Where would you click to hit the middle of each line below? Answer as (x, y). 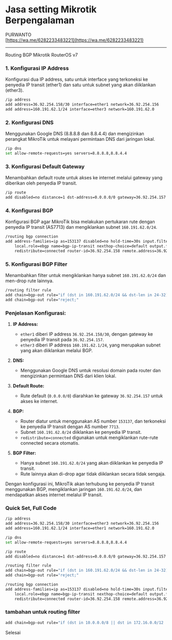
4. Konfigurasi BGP (29, 210)
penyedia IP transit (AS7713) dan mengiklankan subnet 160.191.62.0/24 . (81, 227)
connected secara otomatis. (50, 443)
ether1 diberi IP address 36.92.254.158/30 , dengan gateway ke (87, 334)
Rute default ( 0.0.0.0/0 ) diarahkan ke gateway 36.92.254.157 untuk (92, 396)
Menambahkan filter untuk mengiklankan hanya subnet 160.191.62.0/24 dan (86, 276)
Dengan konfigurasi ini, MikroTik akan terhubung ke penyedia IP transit (80, 484)
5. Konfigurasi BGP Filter (36, 264)
